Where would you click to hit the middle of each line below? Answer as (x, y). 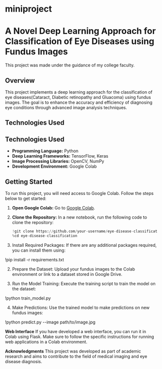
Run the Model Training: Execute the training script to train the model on (84, 283)
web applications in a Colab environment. (46, 342)
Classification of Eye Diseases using (80, 41)
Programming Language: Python (45, 151)
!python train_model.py (28, 298)
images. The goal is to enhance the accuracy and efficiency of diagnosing (79, 102)
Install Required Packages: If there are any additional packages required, (84, 245)
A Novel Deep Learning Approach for (81, 31)
